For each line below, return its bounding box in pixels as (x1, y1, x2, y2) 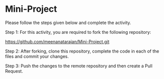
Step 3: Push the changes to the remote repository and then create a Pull (5, 63, 153, 69)
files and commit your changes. (5, 53, 69, 59)
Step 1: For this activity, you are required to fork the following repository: (5, 29, 151, 35)
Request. (5, 68, 23, 74)
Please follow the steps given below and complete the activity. (5, 20, 132, 26)
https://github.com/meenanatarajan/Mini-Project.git (5, 38, 109, 45)
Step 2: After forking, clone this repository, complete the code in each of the (5, 48, 160, 54)
